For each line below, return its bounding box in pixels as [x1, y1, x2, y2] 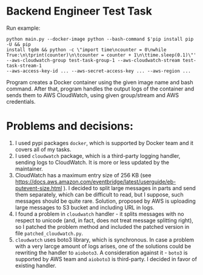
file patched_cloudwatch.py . [15, 229, 84, 237]
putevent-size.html [15, 184, 62, 192]
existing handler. [15, 262, 56, 269]
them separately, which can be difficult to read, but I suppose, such [15, 191, 184, 198]
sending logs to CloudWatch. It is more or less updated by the [15, 158, 170, 166]
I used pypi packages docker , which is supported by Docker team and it [15, 139, 194, 146]
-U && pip [6, 41, 32, 47]
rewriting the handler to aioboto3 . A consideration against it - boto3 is [15, 249, 188, 256]
